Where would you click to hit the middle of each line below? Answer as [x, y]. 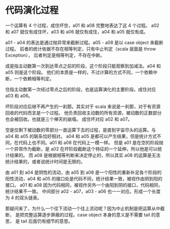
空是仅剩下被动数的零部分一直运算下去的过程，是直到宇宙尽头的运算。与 [80, 130]
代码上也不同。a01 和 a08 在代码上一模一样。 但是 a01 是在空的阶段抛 [91, 142]
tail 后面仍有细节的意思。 [47, 221]
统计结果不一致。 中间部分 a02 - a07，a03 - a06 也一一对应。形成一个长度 [83, 191]
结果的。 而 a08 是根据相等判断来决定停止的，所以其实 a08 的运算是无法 [85, 155]
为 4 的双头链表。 [24, 198]
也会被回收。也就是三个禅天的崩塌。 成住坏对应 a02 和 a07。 [69, 119]
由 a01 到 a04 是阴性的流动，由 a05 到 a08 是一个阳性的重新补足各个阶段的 [83, 172]
